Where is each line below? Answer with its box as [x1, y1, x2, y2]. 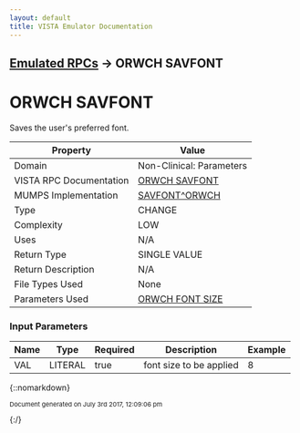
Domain [14, 159, 47, 171]
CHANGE [138, 203, 178, 216]
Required [94, 344, 135, 356]
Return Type [14, 248, 67, 261]
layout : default [9, 13, 71, 23]
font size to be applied [143, 359, 239, 372]
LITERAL [48, 359, 87, 372]
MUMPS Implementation [14, 189, 119, 201]
